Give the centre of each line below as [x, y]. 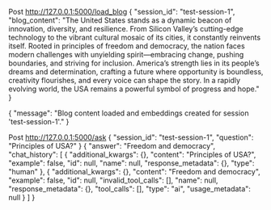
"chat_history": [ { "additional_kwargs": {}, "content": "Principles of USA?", [132, 154]
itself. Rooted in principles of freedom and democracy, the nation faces [127, 46]
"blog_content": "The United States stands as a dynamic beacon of [120, 20]
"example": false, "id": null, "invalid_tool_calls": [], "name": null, [113, 180]
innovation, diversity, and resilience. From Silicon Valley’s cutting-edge [126, 29]
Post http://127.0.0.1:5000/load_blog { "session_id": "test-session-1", [122, 12]
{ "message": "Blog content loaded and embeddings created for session [129, 113]
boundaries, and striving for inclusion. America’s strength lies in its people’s [134, 63]
